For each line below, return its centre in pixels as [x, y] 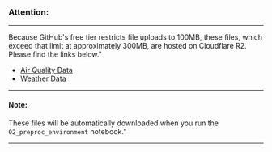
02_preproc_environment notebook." [68, 131]
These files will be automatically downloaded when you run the [113, 123]
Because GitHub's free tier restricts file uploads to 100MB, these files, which [136, 37]
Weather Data [43, 78]
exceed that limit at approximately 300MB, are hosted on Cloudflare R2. [127, 46]
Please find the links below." [55, 54]
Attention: [29, 12]
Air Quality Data [46, 70]
